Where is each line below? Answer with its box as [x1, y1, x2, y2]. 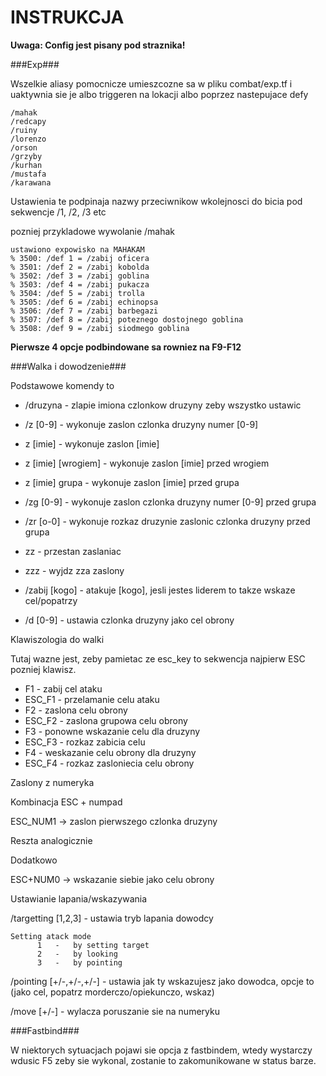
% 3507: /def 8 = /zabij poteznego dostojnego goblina [10, 314, 244, 325]
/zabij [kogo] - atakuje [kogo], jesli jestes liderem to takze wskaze [24, 584, 296, 596]
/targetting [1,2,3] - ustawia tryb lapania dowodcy [10, 912, 214, 924]
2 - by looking [36, 949, 118, 959]
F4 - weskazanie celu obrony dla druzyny [24, 746, 197, 758]
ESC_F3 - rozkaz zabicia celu [24, 736, 146, 748]
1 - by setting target [36, 940, 150, 950]
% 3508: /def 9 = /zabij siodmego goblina [10, 323, 190, 333]
